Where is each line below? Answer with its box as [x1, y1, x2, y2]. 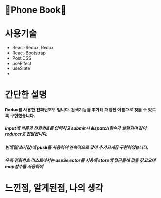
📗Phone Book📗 [5, 4, 67, 16]
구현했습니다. [10, 112, 36, 119]
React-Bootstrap [12, 50, 46, 56]
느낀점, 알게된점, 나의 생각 [5, 183, 104, 194]
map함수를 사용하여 [5, 164, 43, 170]
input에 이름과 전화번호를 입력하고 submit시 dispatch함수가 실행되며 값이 [5, 125, 147, 131]
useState [12, 66, 30, 71]
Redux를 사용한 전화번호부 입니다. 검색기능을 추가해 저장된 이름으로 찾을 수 [5, 107, 147, 112]
